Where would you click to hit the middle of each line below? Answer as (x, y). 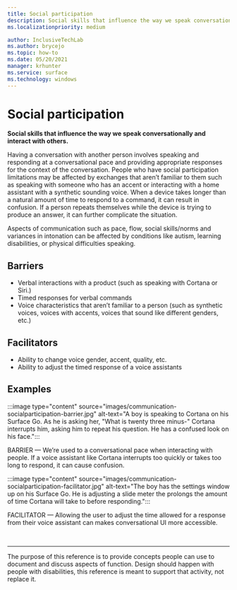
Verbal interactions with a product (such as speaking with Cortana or (117, 283)
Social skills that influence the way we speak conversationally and (107, 134)
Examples (29, 389)
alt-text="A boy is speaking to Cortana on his (163, 413)
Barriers (25, 266)
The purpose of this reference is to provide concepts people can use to (111, 556)
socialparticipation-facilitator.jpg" (56, 486)
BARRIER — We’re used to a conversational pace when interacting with (110, 450)
